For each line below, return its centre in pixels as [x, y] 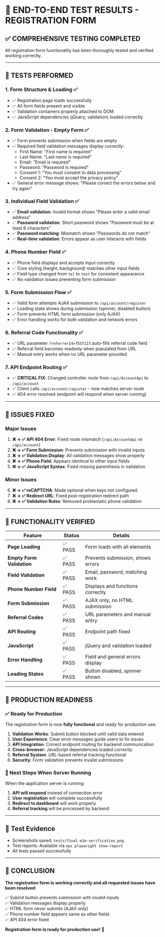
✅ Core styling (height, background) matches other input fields [76, 268]
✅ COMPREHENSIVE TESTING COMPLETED [73, 39]
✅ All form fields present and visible [48, 106]
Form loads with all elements [118, 547]
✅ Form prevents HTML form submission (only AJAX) [66, 314]
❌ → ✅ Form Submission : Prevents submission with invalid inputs [78, 450]
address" [21, 218]
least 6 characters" [31, 228]
